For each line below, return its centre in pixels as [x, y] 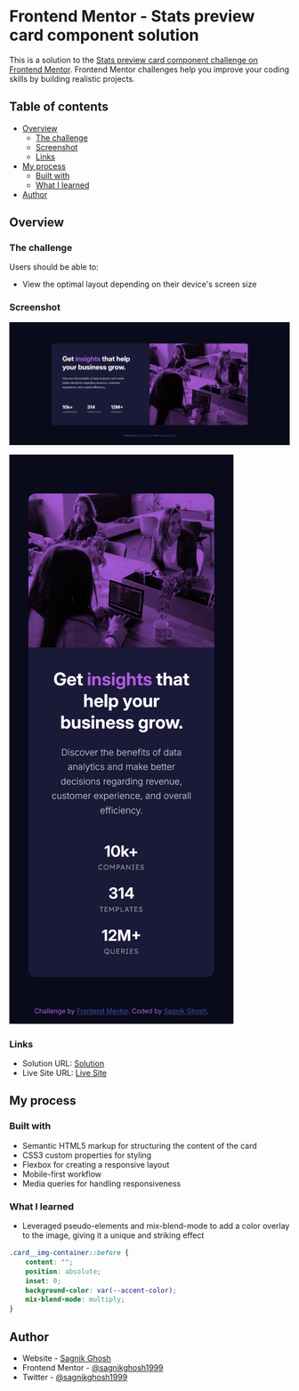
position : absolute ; [63, 1271]
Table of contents [59, 107]
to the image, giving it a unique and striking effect [113, 1235]
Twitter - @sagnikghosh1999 [75, 1377]
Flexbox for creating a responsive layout [96, 1164]
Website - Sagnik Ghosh [66, 1358]
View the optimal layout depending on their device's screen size [139, 284]
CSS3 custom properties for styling [87, 1155]
